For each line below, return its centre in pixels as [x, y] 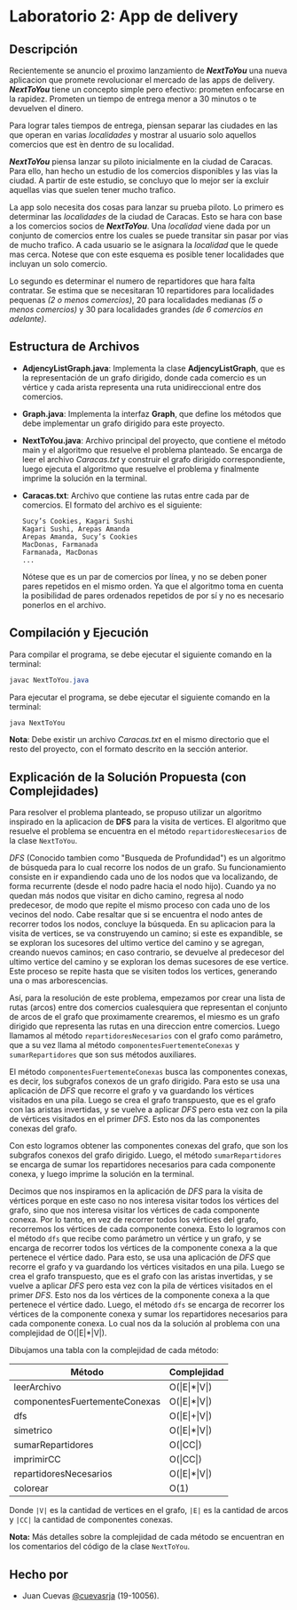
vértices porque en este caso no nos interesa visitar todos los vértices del [144, 1201]
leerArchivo [38, 1387]
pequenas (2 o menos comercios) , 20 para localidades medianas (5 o [136, 300]
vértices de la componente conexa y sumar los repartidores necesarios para [148, 1314]
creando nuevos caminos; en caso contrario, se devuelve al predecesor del [147, 952]
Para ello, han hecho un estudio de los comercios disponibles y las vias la [144, 171]
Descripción [43, 49]
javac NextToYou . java [49, 680]
